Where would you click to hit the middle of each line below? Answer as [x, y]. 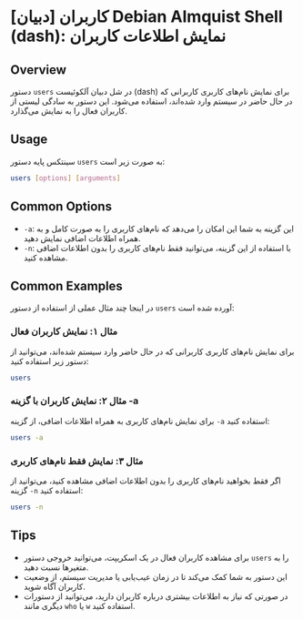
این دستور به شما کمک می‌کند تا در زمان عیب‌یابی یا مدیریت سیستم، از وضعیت [155, 576]
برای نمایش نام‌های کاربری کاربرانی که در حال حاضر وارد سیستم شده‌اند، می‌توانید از [152, 351]
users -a [27, 437]
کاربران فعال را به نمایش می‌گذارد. [69, 111]
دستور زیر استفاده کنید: [50, 361]
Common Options [61, 207]
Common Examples [67, 285]
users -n [27, 507]
